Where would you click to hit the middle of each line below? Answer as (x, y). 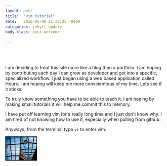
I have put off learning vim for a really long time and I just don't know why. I (83, 114)
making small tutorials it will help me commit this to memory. (68, 104)
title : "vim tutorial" (30, 16)
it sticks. (14, 89)
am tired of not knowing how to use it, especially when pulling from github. (83, 119)
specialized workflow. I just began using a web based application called (80, 78)
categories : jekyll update (34, 27)
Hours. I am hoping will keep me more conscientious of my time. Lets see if (83, 84)
